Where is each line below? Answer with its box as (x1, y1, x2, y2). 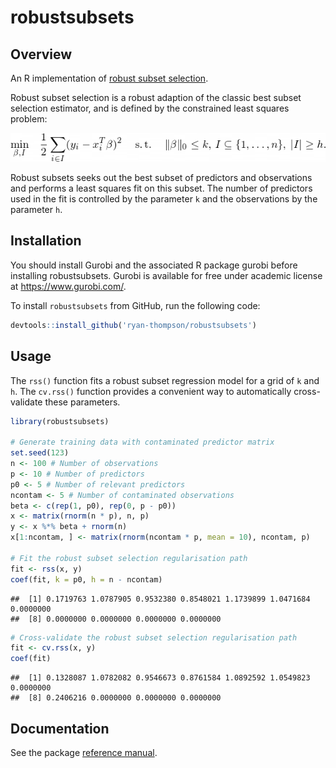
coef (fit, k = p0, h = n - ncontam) (10, 574, 163, 585)
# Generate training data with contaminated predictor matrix (10, 437, 275, 448)
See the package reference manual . (10, 746, 158, 758)
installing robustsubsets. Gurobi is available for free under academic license (10, 269, 323, 281)
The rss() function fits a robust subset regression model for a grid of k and (10, 374, 320, 386)
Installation (10, 232, 82, 250)
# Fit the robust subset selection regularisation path (10, 553, 248, 563)
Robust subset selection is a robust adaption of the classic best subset (10, 92, 302, 103)
